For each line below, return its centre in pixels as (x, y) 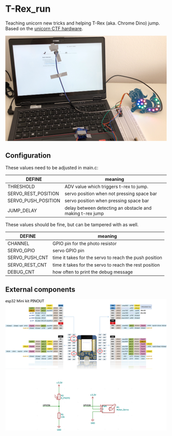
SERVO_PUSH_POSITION (34, 201)
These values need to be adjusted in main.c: (52, 168)
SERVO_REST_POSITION (33, 194)
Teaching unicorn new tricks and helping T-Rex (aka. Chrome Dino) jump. (83, 23)
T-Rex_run (28, 9)
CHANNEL (18, 243)
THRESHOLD (21, 186)
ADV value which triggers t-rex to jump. (106, 186)
